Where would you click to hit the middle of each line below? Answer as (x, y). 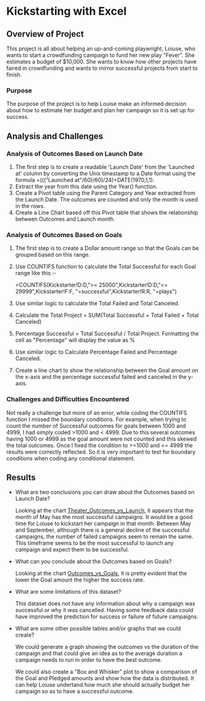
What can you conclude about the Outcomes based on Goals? (93, 561)
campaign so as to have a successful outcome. (75, 691)
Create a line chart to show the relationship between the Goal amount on (107, 370)
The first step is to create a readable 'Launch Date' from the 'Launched (105, 167)
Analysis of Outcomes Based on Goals (64, 235)
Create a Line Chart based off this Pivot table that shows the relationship (106, 212)
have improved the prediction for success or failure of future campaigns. (107, 616)
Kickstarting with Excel (66, 11)
